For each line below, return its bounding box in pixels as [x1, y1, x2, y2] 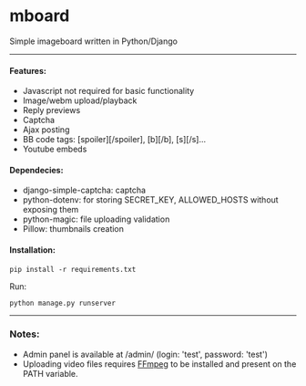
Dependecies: [9, 164, 64, 175]
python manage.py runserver [9, 298, 117, 308]
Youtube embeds [22, 143, 87, 155]
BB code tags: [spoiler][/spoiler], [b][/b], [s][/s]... [22, 134, 207, 145]
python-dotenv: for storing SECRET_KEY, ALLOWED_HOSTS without [22, 194, 280, 205]
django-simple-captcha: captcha [22, 184, 147, 196]
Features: [9, 65, 47, 76]
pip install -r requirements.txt [9, 265, 137, 274]
